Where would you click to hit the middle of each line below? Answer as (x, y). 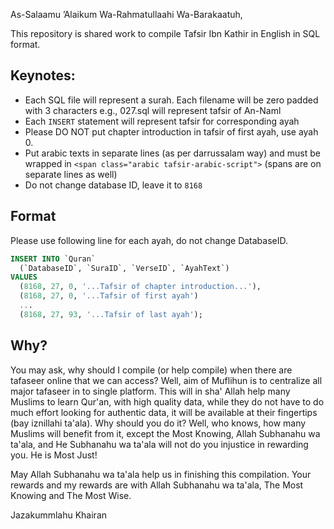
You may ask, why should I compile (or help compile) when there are (151, 370)
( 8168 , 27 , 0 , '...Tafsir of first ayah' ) (109, 296)
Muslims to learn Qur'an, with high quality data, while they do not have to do (167, 401)
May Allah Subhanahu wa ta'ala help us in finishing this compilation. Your (161, 474)
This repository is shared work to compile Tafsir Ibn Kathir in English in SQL (165, 33)
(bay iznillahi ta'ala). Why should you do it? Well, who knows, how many (158, 423)
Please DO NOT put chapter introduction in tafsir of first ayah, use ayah (171, 131)
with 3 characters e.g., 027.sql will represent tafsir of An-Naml (153, 110)
